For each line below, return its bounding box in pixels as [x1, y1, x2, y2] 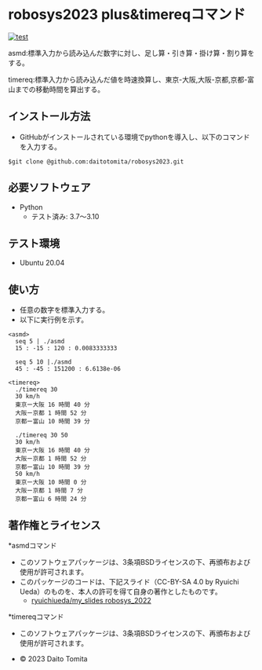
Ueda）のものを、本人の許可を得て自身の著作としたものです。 [19, 587, 222, 596]
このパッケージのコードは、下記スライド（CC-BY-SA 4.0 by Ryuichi [19, 577, 239, 586]
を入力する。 [19, 141, 61, 152]
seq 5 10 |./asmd [15, 358, 72, 366]
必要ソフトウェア [8, 181, 91, 195]
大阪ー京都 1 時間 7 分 [15, 487, 84, 495]
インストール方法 [8, 110, 91, 123]
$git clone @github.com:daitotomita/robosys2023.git [8, 157, 184, 166]
